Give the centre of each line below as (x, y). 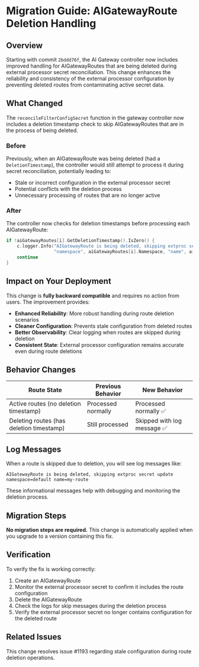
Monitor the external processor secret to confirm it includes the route (99, 587)
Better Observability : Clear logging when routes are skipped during (97, 332)
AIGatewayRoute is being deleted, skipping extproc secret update (90, 475)
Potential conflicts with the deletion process (68, 189)
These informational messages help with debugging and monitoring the (93, 491)
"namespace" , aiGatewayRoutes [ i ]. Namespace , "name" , (120, 252)
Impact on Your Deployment (59, 281)
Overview (25, 45)
